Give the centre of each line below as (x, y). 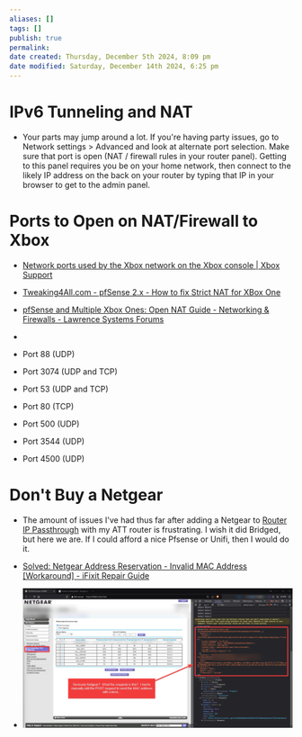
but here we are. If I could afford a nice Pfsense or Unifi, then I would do (156, 539)
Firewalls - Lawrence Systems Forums (93, 319)
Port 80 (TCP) (48, 406)
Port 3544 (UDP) (53, 441)
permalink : (30, 48)
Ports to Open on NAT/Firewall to (134, 221)
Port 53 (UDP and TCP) (65, 389)
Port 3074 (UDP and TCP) (70, 371)
